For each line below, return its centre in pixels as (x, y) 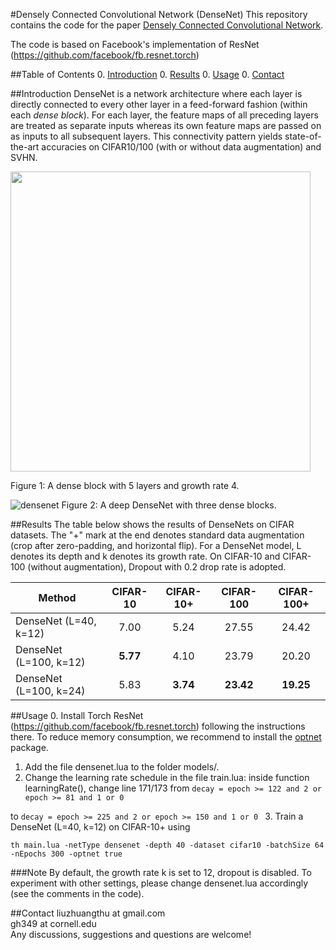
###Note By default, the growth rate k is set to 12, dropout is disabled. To (161, 872)
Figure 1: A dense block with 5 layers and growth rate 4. (125, 485)
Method (57, 597)
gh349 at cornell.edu (53, 923)
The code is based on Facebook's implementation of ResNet (135, 44)
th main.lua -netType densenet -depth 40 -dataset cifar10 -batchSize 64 (167, 845)
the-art (25, 147)
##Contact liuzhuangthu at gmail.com (88, 913)
